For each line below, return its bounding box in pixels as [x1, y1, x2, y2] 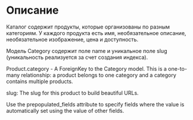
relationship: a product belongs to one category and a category [20, 71, 177, 78]
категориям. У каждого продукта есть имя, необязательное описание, [6, 29, 186, 36]
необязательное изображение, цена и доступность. [6, 36, 139, 43]
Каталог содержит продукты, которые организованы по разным [6, 23, 170, 30]
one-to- [167, 65, 188, 72]
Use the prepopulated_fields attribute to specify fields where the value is [6, 100, 185, 108]
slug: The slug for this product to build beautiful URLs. [6, 89, 139, 96]
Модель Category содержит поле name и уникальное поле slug [6, 47, 167, 54]
